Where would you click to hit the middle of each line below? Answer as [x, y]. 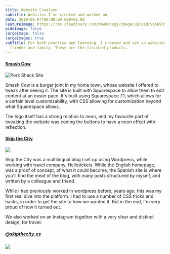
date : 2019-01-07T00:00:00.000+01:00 [45, 19]
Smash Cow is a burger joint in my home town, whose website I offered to [82, 85]
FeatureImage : [20, 24]
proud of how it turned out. [33, 207]
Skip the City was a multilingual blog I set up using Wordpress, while [76, 160]
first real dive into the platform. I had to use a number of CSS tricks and [79, 196]
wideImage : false [24, 29]
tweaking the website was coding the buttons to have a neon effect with [80, 122]
